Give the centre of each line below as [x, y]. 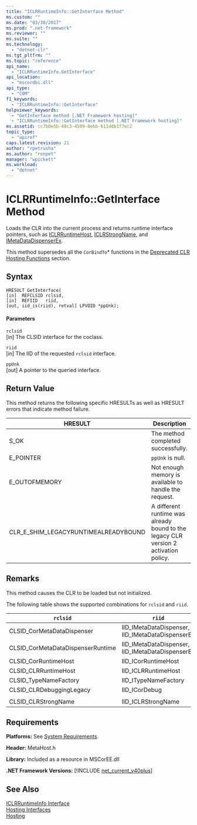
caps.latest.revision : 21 [38, 143]
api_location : [23, 77]
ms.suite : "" [22, 39]
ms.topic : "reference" [34, 61]
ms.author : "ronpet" [31, 154]
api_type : [18, 88]
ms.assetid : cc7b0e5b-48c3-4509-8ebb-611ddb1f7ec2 [69, 127]
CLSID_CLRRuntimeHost [42, 670]
